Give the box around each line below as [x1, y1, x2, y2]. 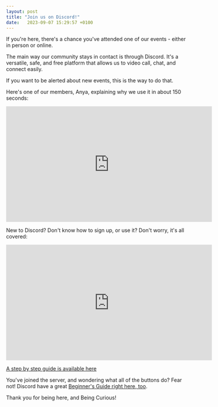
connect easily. [6, 66, 43, 73]
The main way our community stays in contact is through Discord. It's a [6, 53, 179, 60]
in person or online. [6, 42, 53, 49]
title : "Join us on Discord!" [6, 14, 81, 20]
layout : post [6, 8, 38, 15]
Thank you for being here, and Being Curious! [6, 394, 116, 401]
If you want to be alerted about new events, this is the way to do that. [6, 77, 173, 84]
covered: [6, 233, 28, 240]
